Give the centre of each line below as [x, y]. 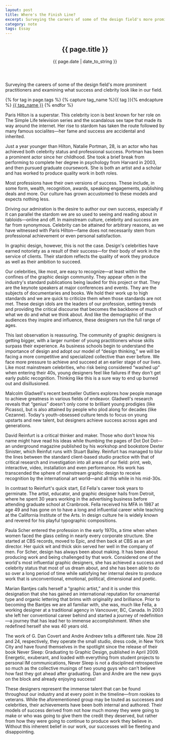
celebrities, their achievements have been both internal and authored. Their [84, 705]
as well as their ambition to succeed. [44, 262]
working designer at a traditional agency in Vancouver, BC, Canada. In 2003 [84, 610]
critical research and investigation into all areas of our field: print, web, [79, 462]
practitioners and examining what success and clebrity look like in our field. [84, 90]
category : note [21, 24]
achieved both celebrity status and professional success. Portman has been [84, 151]
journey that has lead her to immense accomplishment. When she [82, 621]
